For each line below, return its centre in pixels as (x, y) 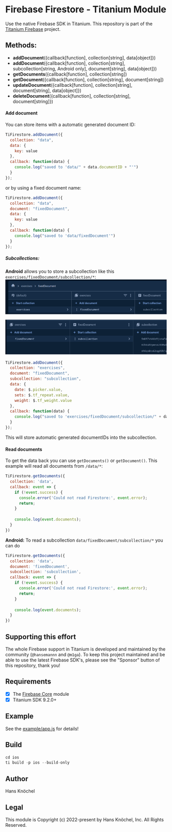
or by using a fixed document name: (43, 188)
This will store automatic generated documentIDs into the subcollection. (81, 437)
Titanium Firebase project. (33, 29)
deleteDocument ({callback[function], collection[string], (72, 96)
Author (17, 779)
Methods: (21, 45)
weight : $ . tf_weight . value (43, 400)
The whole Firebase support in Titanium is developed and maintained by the (85, 649)
